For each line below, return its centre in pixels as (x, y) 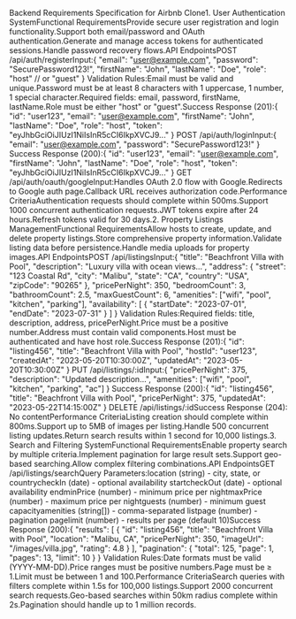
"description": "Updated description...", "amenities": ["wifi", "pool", (130, 379)
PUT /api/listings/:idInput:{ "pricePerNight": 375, (160, 370)
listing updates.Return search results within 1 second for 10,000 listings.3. (143, 436)
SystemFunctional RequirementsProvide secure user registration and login (144, 22)
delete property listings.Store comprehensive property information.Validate (146, 238)
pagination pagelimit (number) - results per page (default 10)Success (135, 520)
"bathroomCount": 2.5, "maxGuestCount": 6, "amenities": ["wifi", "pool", (140, 294)
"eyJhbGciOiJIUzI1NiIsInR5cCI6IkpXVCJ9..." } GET (101, 172)
